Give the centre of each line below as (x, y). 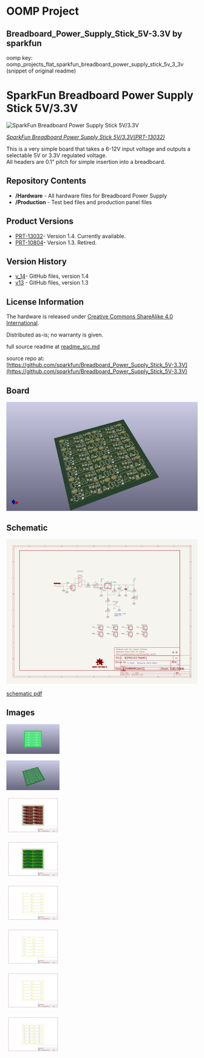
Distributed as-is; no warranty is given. (55, 335)
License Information (45, 302)
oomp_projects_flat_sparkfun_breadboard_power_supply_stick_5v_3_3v (95, 64)
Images (21, 713)
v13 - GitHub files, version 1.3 (52, 283)
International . (23, 323)
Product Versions (40, 222)
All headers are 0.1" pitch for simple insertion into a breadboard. (86, 162)
